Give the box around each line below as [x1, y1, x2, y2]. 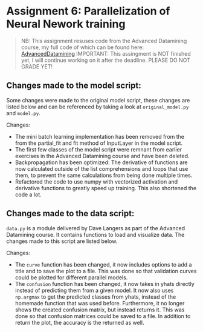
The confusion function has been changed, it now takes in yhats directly [14, 280, 195, 287]
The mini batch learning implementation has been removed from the [14, 133, 185, 140]
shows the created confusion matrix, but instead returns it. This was [14, 306, 185, 313]
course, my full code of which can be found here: [21, 44, 144, 51]
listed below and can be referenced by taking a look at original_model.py [6, 103, 189, 110]
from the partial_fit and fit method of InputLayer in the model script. [14, 139, 183, 147]
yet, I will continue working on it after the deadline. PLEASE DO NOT [21, 56, 190, 64]
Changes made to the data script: [6, 208, 135, 219]
